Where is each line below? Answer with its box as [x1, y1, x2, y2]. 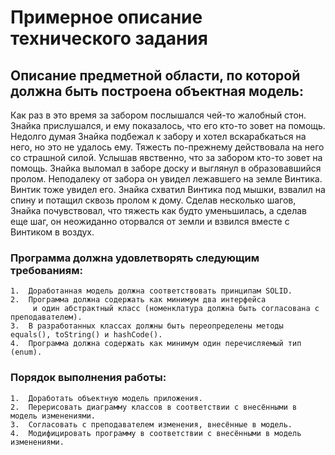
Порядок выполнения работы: [10, 371, 167, 385]
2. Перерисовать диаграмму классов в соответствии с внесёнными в [10, 402, 298, 412]
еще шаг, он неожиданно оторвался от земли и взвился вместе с [10, 216, 290, 227]
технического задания [10, 27, 208, 50]
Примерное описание [10, 6, 203, 29]
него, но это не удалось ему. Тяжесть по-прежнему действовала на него [10, 141, 325, 153]
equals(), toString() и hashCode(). [10, 330, 163, 340]
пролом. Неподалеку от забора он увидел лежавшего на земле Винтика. [10, 173, 323, 185]
